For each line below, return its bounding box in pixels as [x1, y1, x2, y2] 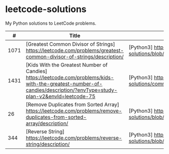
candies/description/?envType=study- [26, 87, 118, 94]
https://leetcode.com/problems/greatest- [26, 47, 124, 54]
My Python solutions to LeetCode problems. [5, 20, 97, 26]
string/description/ [26, 140, 70, 147]
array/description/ [26, 120, 68, 127]
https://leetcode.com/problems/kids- [26, 74, 114, 81]
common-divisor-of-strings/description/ [26, 53, 124, 60]
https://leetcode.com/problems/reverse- [26, 134, 122, 141]
